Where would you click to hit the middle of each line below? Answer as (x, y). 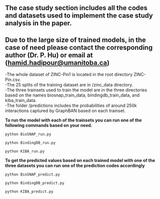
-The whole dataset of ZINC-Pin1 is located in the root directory (69, 75)
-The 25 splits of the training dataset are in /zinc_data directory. (69, 85)
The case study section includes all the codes (76, 8)
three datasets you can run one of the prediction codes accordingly (75, 166)
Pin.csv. (13, 80)
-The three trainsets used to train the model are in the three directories (76, 90)
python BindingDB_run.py (30, 143)
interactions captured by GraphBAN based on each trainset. (65, 111)
